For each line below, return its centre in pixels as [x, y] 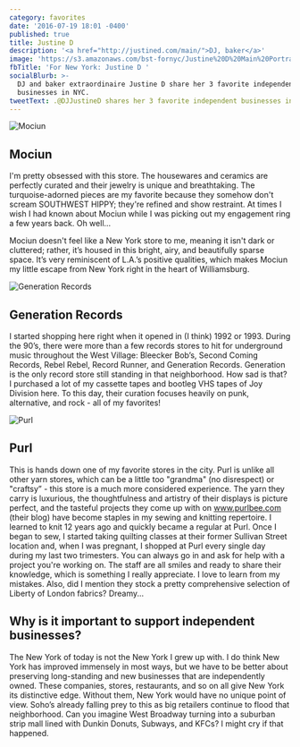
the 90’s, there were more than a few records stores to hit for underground [146, 346]
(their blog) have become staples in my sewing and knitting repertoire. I [141, 517]
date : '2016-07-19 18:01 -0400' [69, 26]
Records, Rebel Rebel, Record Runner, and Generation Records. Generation [147, 365]
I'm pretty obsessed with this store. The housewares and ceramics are [139, 176]
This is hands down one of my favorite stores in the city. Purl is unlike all [142, 470]
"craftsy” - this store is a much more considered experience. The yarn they [147, 488]
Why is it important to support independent [132, 621]
